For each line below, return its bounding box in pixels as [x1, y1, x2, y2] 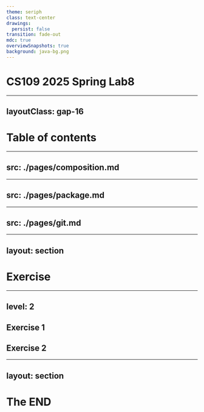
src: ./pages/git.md [6, 218, 81, 228]
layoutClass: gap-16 [6, 106, 84, 117]
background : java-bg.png [6, 49, 69, 55]
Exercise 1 [6, 322, 46, 332]
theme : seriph [6, 9, 42, 15]
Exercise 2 [6, 343, 47, 353]
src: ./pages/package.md [6, 190, 105, 201]
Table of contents [6, 131, 97, 145]
